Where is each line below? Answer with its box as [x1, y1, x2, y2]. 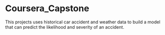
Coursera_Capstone [5, 3, 89, 14]
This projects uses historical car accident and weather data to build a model [5, 19, 161, 25]
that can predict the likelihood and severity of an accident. [5, 24, 124, 30]
